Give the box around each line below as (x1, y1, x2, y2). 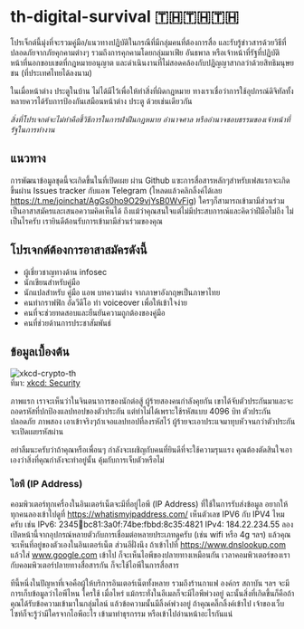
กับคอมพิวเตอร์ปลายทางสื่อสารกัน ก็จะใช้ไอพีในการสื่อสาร (10, 559, 179, 570)
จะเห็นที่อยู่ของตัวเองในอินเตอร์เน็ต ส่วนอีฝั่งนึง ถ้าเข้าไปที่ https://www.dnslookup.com (10, 538, 286, 549)
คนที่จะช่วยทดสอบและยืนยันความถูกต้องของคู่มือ (23, 307, 166, 318)
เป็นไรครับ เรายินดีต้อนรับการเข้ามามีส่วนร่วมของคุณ (10, 215, 164, 226)
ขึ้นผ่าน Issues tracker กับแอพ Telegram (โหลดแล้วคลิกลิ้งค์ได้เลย (10, 185, 223, 195)
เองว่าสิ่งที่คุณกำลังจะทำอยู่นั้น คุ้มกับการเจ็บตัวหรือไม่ (10, 454, 165, 465)
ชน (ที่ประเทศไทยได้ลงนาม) (10, 67, 93, 78)
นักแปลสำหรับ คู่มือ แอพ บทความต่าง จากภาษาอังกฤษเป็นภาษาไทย (23, 287, 221, 298)
